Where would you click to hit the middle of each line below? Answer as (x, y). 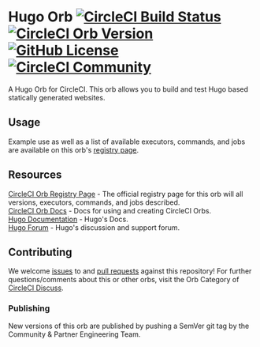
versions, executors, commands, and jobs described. (94, 202)
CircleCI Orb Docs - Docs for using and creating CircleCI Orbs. (110, 210)
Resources (35, 175)
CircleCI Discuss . (36, 288)
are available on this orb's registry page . (74, 149)
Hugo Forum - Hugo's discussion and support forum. (94, 227)
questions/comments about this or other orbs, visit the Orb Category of (124, 280)
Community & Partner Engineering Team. (74, 334)
